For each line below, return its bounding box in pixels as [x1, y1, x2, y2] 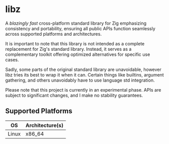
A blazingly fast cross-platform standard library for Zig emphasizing [5, 20, 147, 26]
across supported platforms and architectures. [5, 31, 102, 37]
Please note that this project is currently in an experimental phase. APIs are [5, 87, 161, 93]
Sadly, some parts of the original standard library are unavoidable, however [5, 66, 161, 73]
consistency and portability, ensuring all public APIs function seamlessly [5, 25, 155, 31]
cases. [5, 56, 19, 62]
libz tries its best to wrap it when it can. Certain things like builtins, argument [5, 71, 164, 78]
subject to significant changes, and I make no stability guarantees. [5, 92, 143, 98]
